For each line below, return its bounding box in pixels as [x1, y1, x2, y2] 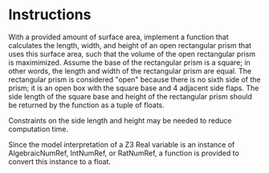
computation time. [8, 124, 69, 134]
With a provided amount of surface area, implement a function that [8, 32, 229, 42]
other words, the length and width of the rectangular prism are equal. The [8, 66, 251, 75]
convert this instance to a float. [8, 156, 111, 166]
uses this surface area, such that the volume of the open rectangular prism [8, 49, 256, 58]
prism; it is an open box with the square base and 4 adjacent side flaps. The [8, 82, 259, 93]
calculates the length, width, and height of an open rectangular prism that [8, 40, 251, 50]
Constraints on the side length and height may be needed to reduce [8, 115, 232, 125]
